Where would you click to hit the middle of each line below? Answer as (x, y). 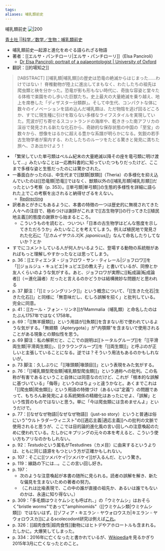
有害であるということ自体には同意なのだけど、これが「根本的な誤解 (90, 377)
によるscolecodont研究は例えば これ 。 (80, 518)
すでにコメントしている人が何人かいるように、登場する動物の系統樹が (83, 247)
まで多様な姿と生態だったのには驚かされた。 (58, 169)
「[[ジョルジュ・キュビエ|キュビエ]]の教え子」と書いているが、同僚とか (85, 266)
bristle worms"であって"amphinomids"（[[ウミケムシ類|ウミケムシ (86, 506)
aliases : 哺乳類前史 (24, 14)
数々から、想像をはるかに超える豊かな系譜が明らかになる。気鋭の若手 (88, 133)
